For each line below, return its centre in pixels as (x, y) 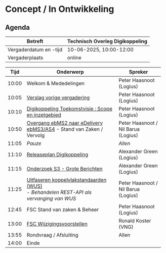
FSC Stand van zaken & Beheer (63, 210)
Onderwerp (70, 72)
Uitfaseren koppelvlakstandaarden (66, 180)
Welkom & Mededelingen (56, 83)
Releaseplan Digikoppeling (57, 154)
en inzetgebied (44, 115)
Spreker (139, 72)
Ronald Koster (135, 221)
